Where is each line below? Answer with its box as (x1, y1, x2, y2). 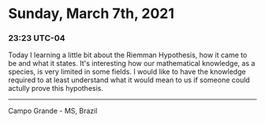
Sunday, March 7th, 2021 (8, 5, 175, 23)
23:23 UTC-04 (8, 33, 65, 44)
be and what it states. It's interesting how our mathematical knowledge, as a (8, 59, 256, 68)
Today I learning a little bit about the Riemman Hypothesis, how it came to (8, 50, 248, 60)
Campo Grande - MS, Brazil (8, 107, 98, 116)
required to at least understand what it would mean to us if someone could (8, 75, 250, 85)
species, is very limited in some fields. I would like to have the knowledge (8, 67, 246, 77)
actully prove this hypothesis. (8, 84, 104, 93)
